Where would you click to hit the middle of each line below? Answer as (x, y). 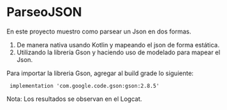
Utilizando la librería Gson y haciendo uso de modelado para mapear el (118, 52)
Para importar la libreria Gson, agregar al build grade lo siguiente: (100, 73)
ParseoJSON (44, 12)
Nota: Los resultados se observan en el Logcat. (75, 99)
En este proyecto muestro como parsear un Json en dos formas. (99, 31)
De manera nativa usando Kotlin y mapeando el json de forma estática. (118, 45)
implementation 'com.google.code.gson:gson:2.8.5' (84, 86)
